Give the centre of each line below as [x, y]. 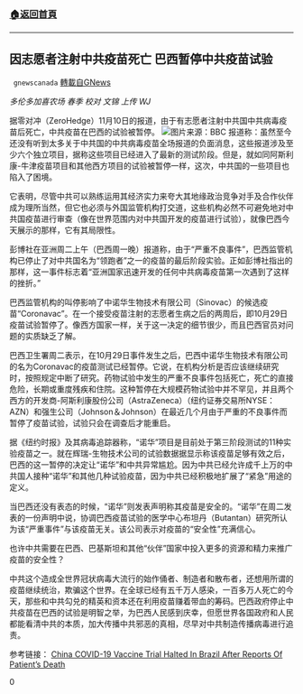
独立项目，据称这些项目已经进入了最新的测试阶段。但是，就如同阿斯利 [163, 154]
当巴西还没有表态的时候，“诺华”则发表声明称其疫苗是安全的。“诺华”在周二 [147, 506]
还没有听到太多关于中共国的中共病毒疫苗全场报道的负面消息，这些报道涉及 [147, 143]
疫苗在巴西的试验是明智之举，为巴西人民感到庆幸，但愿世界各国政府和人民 [155, 613]
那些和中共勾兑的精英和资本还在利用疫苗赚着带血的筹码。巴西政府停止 [155, 601]
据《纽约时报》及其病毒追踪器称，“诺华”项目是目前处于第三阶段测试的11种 [147, 442]
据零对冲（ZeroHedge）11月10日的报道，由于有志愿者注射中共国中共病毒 [144, 121]
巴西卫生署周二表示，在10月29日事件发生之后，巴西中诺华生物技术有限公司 [149, 356]
